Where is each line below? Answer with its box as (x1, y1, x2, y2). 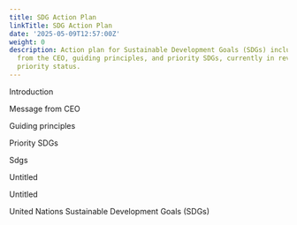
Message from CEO (9, 103, 81, 114)
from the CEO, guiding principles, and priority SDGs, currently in (17, 54, 275, 63)
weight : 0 (9, 37, 46, 47)
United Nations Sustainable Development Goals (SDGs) (9, 206, 210, 216)
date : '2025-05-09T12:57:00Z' (9, 29, 121, 38)
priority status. (17, 63, 81, 71)
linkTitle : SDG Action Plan (9, 21, 113, 30)
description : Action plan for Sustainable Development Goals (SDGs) (9, 46, 267, 55)
